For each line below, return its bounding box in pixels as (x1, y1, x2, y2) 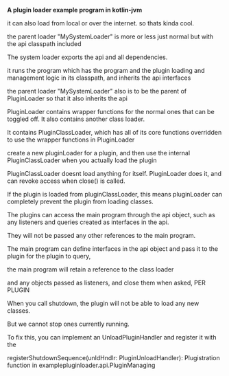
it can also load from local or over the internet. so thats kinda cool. (7, 19, 194, 27)
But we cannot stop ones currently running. (7, 320, 130, 328)
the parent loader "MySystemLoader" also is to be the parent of (7, 87, 187, 95)
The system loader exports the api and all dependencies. (7, 53, 168, 61)
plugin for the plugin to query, (7, 252, 91, 260)
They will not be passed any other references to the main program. (7, 232, 196, 239)
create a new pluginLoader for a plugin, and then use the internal (7, 149, 191, 157)
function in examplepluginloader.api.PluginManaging (7, 361, 156, 369)
